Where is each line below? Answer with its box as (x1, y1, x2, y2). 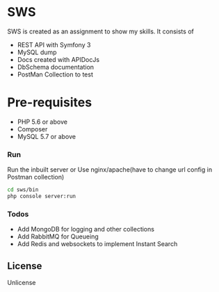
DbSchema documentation (17, 63, 95, 71)
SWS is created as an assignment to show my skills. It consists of (7, 27, 195, 35)
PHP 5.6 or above (17, 117, 68, 126)
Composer (17, 124, 48, 133)
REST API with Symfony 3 (17, 40, 91, 49)
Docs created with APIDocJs (17, 55, 99, 63)
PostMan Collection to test (17, 70, 94, 79)
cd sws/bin (7, 186, 39, 193)
